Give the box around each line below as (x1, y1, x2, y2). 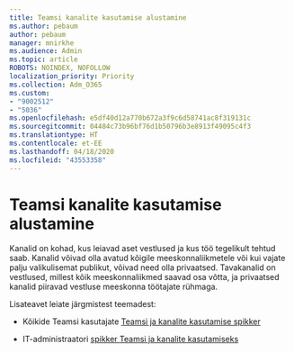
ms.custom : (9, 88, 50, 97)
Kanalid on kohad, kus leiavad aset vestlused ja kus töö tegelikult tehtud (9, 243, 276, 254)
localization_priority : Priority (9, 72, 135, 81)
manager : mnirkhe (9, 38, 75, 48)
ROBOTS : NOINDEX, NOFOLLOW (9, 64, 111, 73)
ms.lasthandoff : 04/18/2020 (9, 147, 115, 156)
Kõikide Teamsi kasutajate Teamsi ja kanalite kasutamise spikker (22, 316, 261, 327)
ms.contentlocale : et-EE (9, 139, 102, 148)
